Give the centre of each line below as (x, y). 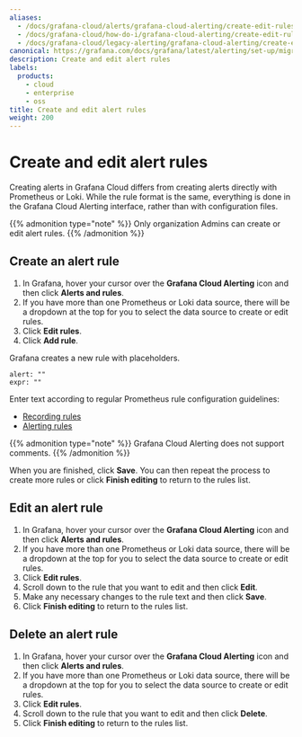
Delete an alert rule (64, 635)
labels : (24, 68)
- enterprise (50, 93)
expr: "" (26, 382)
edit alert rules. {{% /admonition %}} (77, 234)
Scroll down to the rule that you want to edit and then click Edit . (140, 587)
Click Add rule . (50, 340)
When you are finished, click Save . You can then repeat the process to (140, 470)
